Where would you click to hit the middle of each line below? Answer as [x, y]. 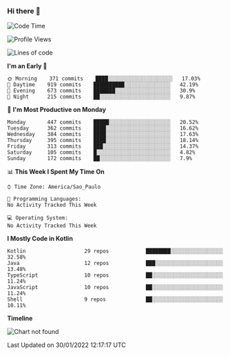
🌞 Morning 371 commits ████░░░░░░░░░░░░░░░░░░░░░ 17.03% [104, 79]
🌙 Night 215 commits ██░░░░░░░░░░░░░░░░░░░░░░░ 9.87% [101, 97]
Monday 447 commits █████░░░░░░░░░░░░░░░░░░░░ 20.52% [103, 122]
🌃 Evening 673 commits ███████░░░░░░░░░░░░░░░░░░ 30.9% [101, 91]
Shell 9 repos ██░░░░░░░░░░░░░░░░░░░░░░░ [115, 299]
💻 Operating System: [38, 218]
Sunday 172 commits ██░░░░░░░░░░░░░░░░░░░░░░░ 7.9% [100, 159]
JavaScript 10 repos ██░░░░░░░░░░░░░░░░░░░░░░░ [115, 288]
